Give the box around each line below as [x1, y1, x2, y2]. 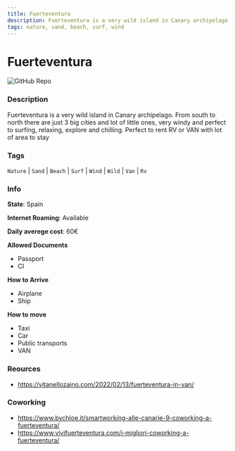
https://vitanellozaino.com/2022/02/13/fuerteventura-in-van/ [17, 380, 195, 388]
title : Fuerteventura [7, 10, 71, 18]
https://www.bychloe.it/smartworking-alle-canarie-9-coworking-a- [17, 413, 212, 422]
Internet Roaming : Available [7, 214, 89, 222]
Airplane [17, 289, 42, 298]
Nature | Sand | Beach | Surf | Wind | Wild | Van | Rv [7, 166, 147, 174]
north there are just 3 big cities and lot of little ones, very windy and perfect [7, 117, 227, 127]
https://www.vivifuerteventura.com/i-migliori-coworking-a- [17, 428, 189, 437]
